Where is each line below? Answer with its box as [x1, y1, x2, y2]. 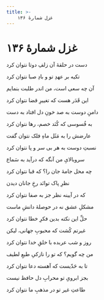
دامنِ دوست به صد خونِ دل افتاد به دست [6, 108, 98, 116]
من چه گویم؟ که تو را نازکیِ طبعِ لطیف [6, 251, 94, 258]
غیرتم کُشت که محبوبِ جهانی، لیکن [6, 227, 86, 234]
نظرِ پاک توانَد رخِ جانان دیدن [6, 180, 70, 187]
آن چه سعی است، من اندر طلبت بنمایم [6, 85, 95, 92]
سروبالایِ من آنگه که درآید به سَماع [6, 156, 85, 163]
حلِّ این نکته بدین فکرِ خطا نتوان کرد [6, 215, 87, 222]
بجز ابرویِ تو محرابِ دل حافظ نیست [6, 274, 89, 282]
